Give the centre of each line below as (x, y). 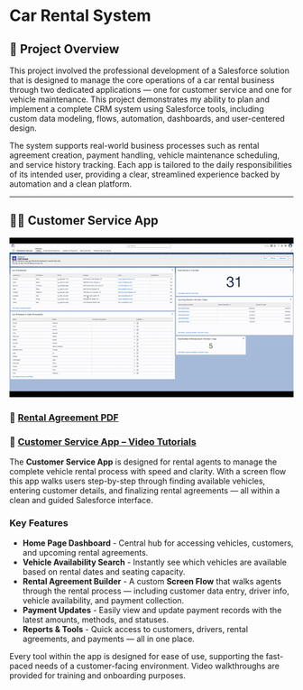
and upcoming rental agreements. (85, 552)
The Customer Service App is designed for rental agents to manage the (143, 462)
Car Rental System (80, 16)
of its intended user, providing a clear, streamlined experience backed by (145, 174)
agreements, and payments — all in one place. (109, 639)
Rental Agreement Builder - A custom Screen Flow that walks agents (152, 581)
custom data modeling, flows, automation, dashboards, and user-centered (147, 119)
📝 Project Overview (64, 49)
